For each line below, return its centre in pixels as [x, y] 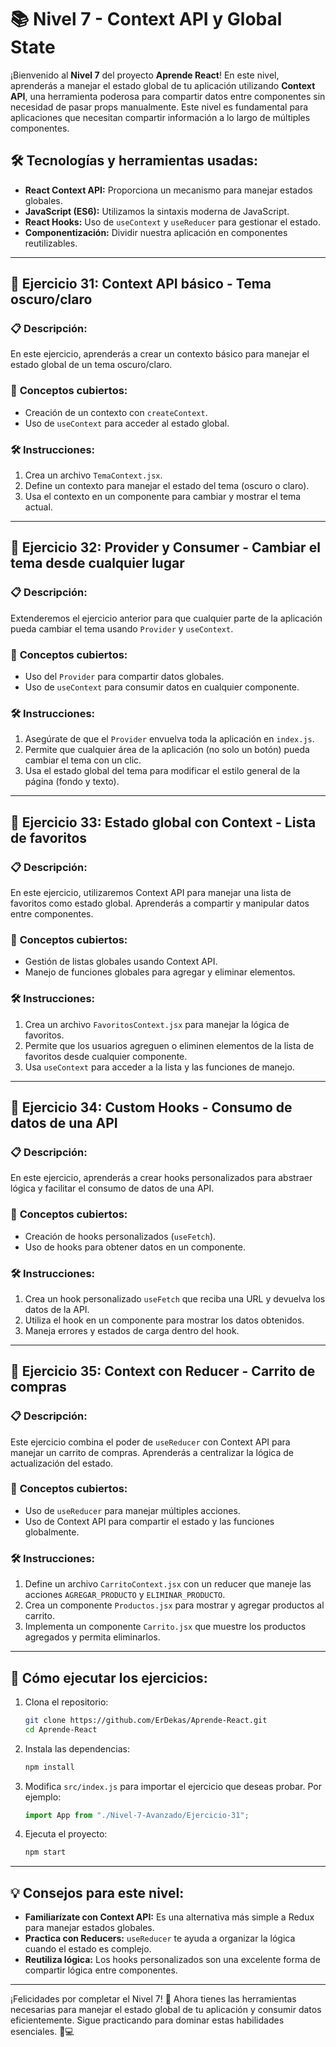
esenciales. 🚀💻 [42, 2032]
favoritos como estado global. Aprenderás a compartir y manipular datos [160, 903]
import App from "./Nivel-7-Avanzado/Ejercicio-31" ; [137, 1815]
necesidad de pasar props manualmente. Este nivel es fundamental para [159, 107]
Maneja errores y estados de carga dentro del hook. [132, 1330]
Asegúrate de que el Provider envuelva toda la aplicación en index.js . [169, 739]
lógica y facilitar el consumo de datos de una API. [112, 1188]
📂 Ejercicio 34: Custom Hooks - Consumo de [151, 1107]
